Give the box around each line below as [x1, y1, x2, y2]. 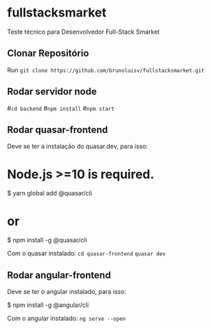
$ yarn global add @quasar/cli [7, 189, 93, 198]
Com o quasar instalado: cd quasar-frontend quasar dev [7, 249, 166, 257]
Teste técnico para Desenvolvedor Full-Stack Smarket [7, 28, 160, 36]
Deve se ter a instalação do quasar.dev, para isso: [7, 142, 148, 151]
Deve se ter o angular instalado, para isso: [7, 288, 126, 296]
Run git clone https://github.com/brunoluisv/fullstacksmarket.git [7, 65, 205, 74]
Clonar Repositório [7, 47, 89, 59]
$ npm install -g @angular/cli [7, 301, 89, 309]
